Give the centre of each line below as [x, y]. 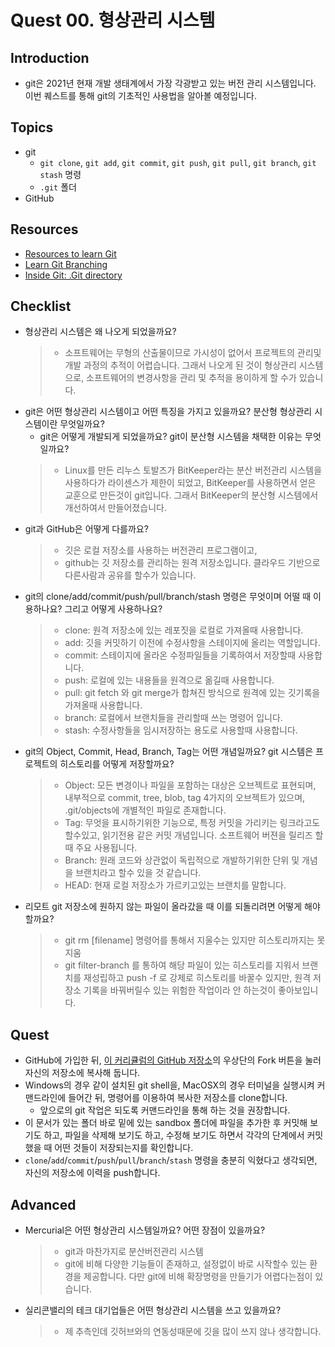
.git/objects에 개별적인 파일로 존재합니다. [145, 810]
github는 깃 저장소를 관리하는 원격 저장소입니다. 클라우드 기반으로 [192, 563]
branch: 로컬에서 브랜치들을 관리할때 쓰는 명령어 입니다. [173, 718]
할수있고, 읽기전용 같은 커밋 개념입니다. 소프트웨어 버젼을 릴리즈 [188, 835]
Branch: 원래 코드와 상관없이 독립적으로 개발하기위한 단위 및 [182, 860]
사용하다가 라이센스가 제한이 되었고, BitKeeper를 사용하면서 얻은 [190, 483]
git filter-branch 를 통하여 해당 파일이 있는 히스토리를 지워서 [182, 965]
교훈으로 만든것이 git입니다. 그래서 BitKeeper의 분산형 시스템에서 [191, 495]
